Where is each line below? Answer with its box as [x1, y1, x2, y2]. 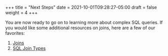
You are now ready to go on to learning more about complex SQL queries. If [5, 20, 163, 25]
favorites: [5, 30, 25, 36]
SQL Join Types [12, 45, 46, 51]
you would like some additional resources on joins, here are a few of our [5, 25, 155, 31]
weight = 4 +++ [5, 10, 38, 16]
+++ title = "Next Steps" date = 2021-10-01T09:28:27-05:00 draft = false [5, 5, 157, 10]
